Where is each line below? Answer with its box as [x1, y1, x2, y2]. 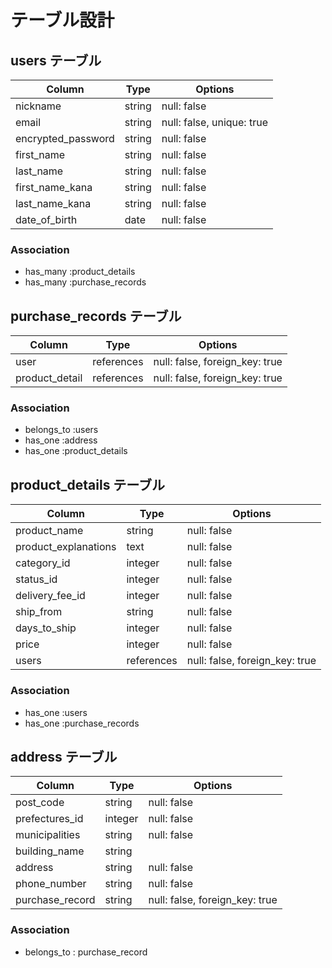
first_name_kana [15, 181, 93, 194]
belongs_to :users [24, 424, 99, 436]
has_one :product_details [24, 445, 128, 457]
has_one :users [24, 706, 88, 718]
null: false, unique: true [161, 116, 268, 129]
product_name [15, 524, 84, 538]
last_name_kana [15, 197, 92, 210]
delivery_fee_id [15, 589, 86, 603]
